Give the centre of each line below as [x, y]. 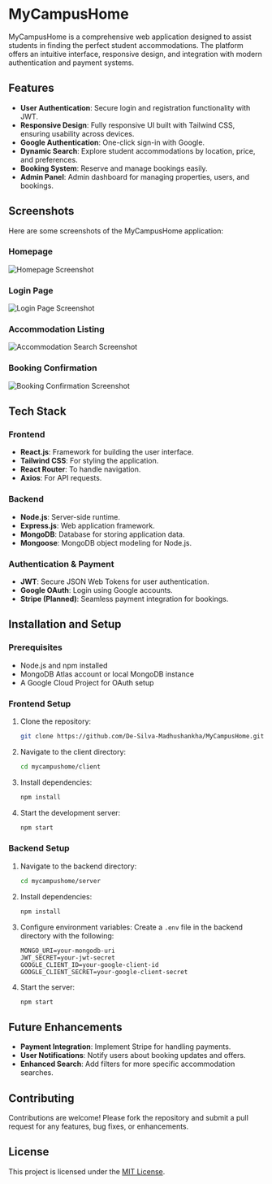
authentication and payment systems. [71, 63]
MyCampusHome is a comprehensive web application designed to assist [130, 37]
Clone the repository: [56, 721]
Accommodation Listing [57, 329]
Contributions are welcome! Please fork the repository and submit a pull [129, 1118]
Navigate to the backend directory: [78, 866]
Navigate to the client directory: [73, 751]
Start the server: [47, 987]
